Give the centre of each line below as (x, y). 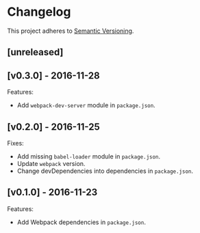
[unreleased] (35, 52)
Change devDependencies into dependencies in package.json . (105, 171)
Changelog (39, 12)
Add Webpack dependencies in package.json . (81, 222)
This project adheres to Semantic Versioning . (71, 31)
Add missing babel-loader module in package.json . (89, 156)
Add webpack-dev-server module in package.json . (86, 105)
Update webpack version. (51, 163)
